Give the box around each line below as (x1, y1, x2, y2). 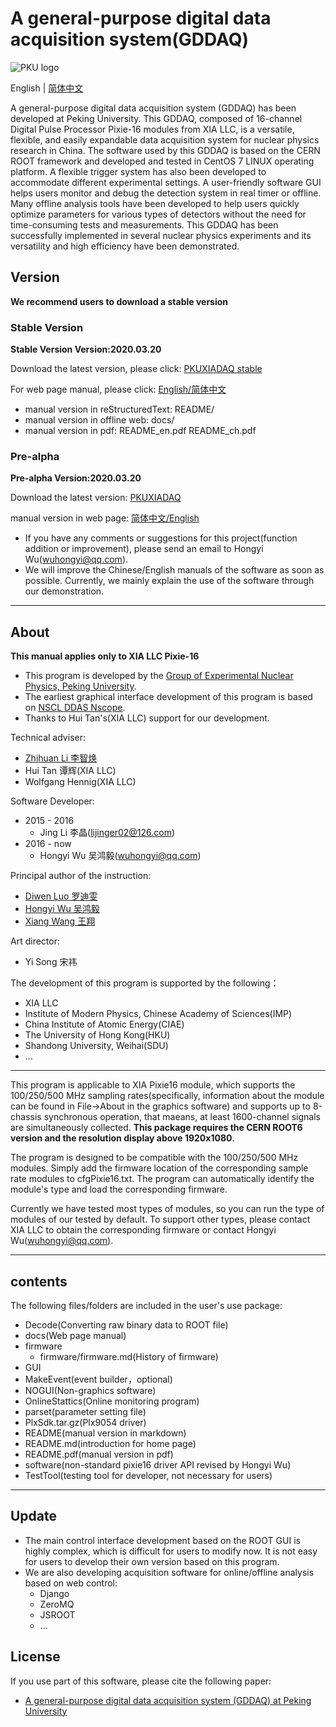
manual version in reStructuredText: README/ (24, 403, 215, 416)
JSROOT (39, 1608, 76, 1621)
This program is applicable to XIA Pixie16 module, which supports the (10, 1079, 296, 1091)
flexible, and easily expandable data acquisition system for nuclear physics (10, 133, 320, 146)
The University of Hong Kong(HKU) (24, 1029, 171, 1041)
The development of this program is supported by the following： (10, 977, 280, 989)
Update (10, 1508, 58, 1525)
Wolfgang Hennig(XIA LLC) (24, 776, 137, 788)
